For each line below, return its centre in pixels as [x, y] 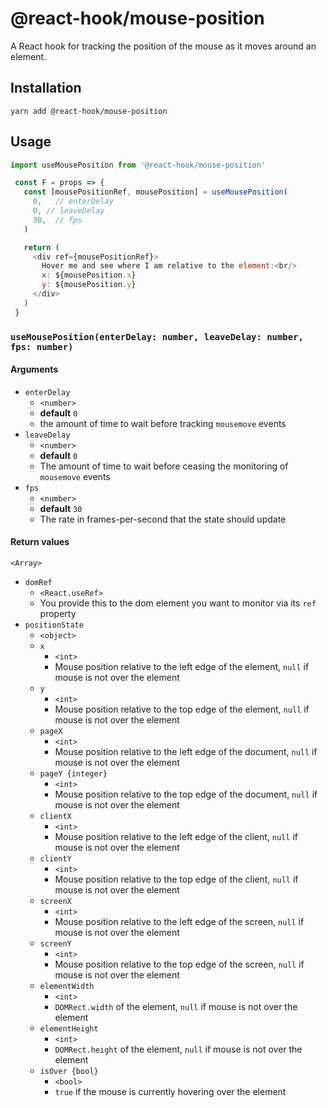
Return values [40, 542]
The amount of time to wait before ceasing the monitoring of [164, 466]
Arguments [34, 369]
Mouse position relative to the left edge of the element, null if [182, 667]
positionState [54, 625]
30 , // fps [57, 220]
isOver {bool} [69, 1072]
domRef [38, 583]
